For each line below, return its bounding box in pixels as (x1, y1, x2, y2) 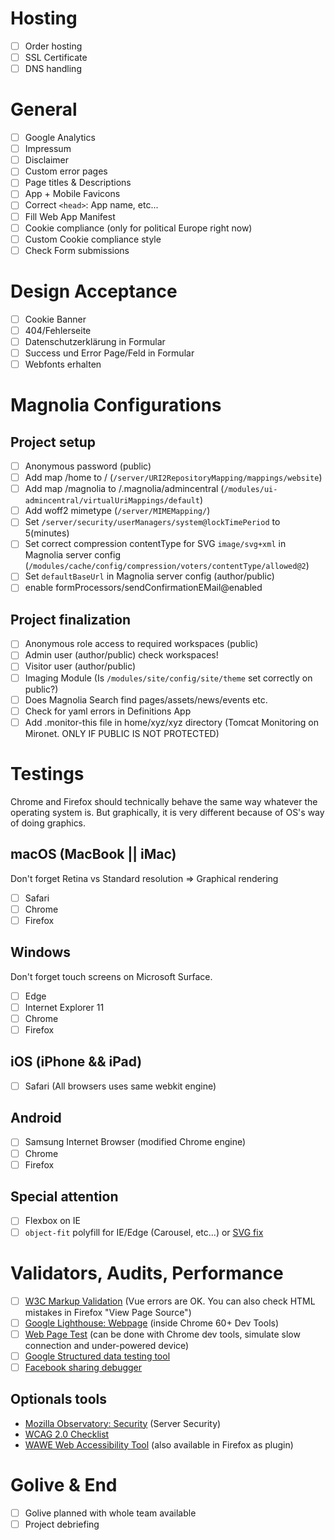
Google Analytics (24, 132, 96, 144)
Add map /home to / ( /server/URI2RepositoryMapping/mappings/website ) (24, 472, 323, 484)
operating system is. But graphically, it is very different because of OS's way (10, 806, 325, 818)
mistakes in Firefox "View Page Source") (24, 1306, 192, 1318)
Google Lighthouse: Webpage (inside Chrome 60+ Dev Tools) (24, 1317, 280, 1329)
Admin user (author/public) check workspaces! (24, 649, 219, 661)
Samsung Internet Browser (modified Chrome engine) (24, 1136, 247, 1148)
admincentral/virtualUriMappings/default (24, 496, 200, 506)
